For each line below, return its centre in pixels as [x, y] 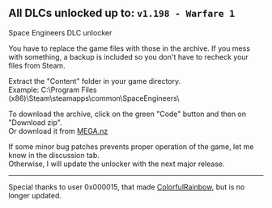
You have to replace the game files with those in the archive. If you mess [130, 48]
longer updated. [35, 195]
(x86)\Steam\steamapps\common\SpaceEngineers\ [94, 98]
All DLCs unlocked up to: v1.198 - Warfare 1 [122, 13]
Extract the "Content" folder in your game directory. [95, 81]
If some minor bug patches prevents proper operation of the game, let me [131, 146]
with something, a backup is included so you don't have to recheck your [129, 56]
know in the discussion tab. [54, 155]
